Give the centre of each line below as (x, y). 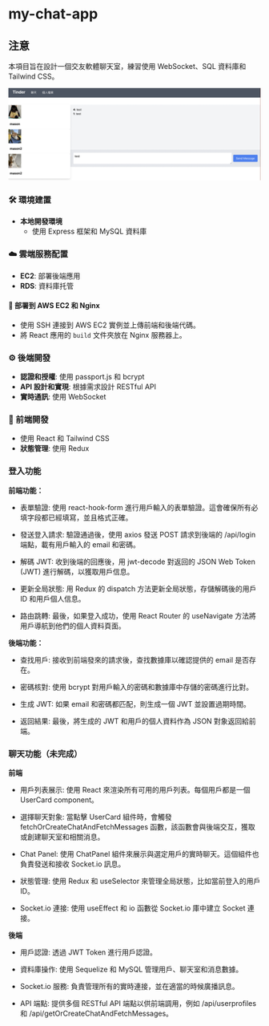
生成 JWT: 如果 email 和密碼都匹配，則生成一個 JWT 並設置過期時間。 (135, 704)
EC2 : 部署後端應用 (50, 276)
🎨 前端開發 (29, 420)
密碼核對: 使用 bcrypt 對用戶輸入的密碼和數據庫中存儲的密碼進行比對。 (137, 687)
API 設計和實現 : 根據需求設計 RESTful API (88, 387)
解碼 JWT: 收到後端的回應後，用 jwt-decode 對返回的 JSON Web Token (138, 562)
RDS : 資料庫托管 (47, 286)
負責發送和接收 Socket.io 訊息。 (72, 864)
